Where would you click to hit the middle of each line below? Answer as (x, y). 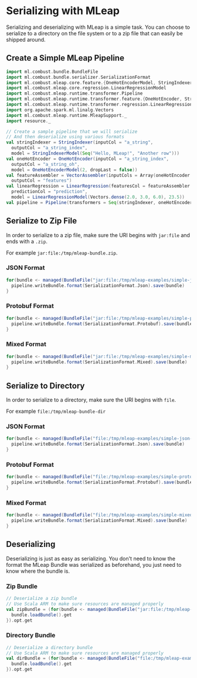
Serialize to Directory (45, 385)
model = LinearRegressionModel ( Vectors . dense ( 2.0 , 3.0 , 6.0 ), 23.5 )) (98, 197)
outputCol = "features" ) (42, 181)
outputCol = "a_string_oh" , (46, 164)
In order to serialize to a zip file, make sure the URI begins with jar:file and (98, 235)
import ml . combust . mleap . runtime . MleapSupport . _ (67, 115)
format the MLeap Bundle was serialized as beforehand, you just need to (94, 565)
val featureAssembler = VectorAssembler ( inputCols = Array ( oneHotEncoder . (99, 175)
